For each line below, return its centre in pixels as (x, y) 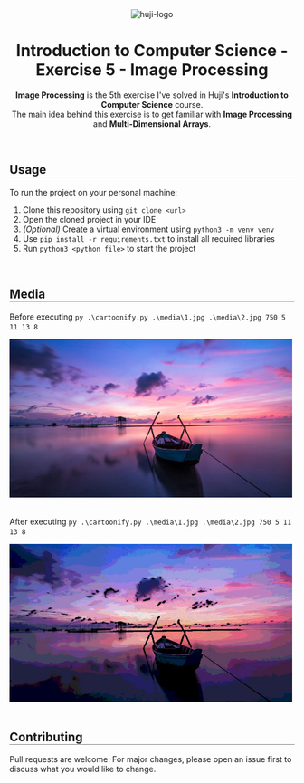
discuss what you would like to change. (83, 769)
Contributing (46, 737)
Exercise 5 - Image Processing (152, 70)
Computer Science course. (152, 104)
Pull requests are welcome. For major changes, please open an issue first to (151, 759)
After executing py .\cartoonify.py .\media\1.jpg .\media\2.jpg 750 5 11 (151, 521)
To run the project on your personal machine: (94, 192)
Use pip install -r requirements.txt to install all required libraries (149, 238)
